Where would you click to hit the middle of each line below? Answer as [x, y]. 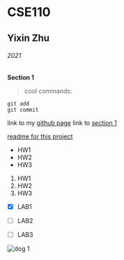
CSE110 [29, 12]
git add [18, 103]
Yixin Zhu [29, 38]
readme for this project [40, 136]
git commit [23, 110]
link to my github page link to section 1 [62, 122]
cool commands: [48, 91]
